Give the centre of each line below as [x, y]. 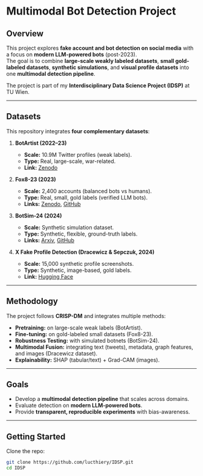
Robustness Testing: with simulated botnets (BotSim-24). [87, 340]
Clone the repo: [26, 451]
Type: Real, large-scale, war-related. [70, 161]
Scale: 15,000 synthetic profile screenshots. [79, 263]
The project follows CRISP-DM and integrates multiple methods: [86, 316]
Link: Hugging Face [49, 276]
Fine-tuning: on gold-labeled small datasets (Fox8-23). [84, 334]
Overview [25, 34]
